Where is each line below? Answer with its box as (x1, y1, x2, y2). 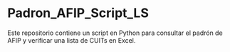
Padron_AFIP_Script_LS (7, 5, 150, 21)
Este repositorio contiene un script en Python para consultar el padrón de (7, 28, 223, 37)
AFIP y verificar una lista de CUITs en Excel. (7, 36, 136, 44)
